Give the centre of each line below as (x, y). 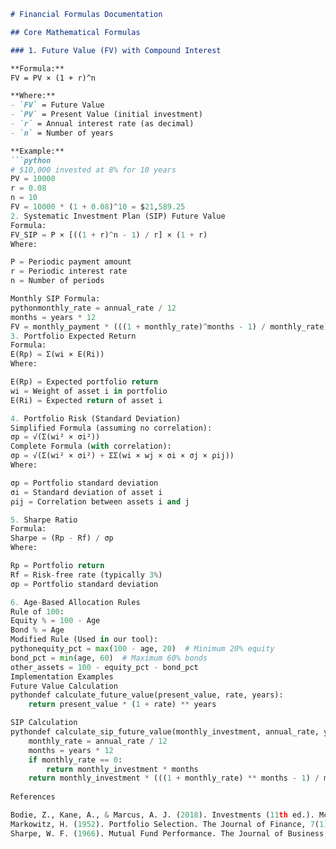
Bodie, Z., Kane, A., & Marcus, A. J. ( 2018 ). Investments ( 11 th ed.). (162, 815)
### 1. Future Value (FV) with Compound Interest (116, 50)
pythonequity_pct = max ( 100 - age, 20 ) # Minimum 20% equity (142, 649)
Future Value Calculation (64, 686)
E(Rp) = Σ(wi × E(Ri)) (57, 355)
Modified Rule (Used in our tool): (84, 640)
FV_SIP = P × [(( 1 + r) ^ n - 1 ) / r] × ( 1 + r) (109, 235)
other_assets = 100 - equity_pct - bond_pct (104, 667)
